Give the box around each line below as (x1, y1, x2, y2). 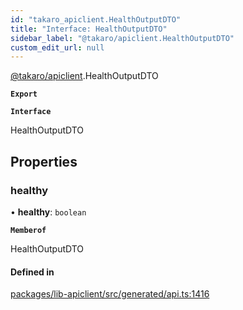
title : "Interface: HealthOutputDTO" (10, 24, 168, 34)
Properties (10, 153, 78, 170)
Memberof (10, 225, 47, 235)
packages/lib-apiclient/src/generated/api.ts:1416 (10, 288, 210, 300)
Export (10, 89, 38, 100)
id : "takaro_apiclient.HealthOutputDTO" (10, 14, 182, 25)
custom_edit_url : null (10, 42, 105, 53)
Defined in (10, 266, 55, 278)
